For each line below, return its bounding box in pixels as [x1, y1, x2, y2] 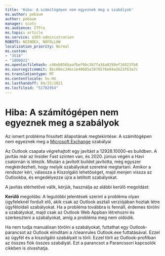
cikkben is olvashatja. [5, 245, 49, 251]
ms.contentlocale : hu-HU [5, 76, 56, 81]
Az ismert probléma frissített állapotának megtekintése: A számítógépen [5, 133, 152, 139]
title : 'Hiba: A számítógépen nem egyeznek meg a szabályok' [5, 7, 134, 12]
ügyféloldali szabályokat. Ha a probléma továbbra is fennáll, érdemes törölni [5, 204, 160, 210]
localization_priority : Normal [5, 44, 70, 49]
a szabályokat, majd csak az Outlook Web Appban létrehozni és [5, 210, 135, 215]
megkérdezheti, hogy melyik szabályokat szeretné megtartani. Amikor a [5, 164, 151, 170]
